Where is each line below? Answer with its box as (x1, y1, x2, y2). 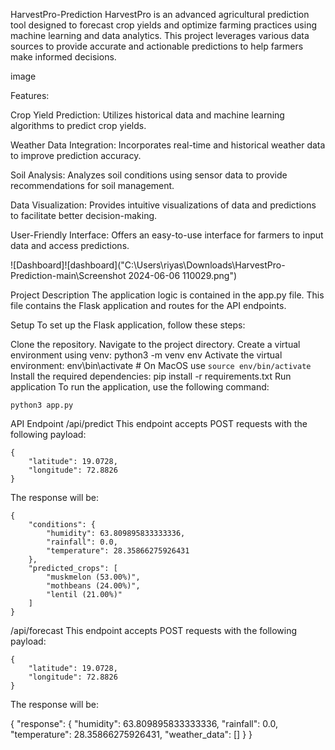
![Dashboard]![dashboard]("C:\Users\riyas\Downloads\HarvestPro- (10, 259, 286, 271)
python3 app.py (10, 400, 74, 410)
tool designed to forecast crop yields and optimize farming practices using (10, 19, 317, 31)
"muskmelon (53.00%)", (46, 572, 141, 582)
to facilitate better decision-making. (10, 210, 158, 221)
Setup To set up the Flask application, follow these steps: (10, 319, 246, 331)
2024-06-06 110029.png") (128, 270, 238, 281)
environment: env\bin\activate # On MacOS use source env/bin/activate (10, 360, 312, 371)
